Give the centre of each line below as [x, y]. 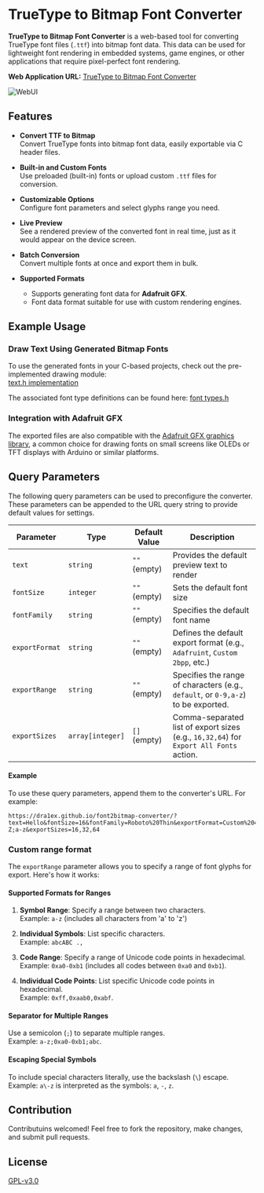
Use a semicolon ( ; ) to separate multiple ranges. [86, 1033]
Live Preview [41, 222]
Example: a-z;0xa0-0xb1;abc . [55, 1041]
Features [30, 117]
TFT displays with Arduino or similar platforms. [84, 452]
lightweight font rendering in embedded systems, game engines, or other [126, 53]
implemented [29, 374]
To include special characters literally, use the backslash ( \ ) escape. [119, 1077]
